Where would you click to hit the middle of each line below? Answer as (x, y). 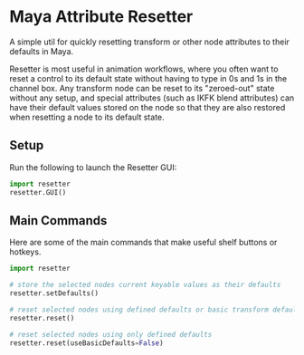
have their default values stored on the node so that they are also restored (147, 107)
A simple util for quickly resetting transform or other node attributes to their (149, 42)
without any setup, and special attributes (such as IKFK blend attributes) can (152, 98)
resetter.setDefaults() (54, 293)
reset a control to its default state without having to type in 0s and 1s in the (148, 78)
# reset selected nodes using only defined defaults (111, 334)
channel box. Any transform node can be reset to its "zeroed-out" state (142, 88)
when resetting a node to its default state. (87, 117)
